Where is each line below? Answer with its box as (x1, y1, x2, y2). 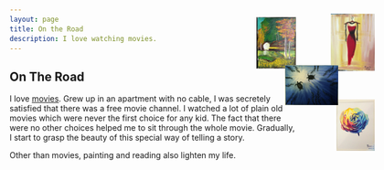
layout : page (9, 15, 59, 24)
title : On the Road (9, 24, 84, 34)
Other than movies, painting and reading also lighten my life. (9, 150, 236, 161)
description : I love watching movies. (9, 34, 157, 43)
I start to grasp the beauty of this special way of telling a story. (9, 133, 245, 143)
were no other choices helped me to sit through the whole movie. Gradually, (9, 122, 295, 133)
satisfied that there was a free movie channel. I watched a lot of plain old (9, 103, 283, 114)
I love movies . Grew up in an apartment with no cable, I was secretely (9, 93, 272, 104)
